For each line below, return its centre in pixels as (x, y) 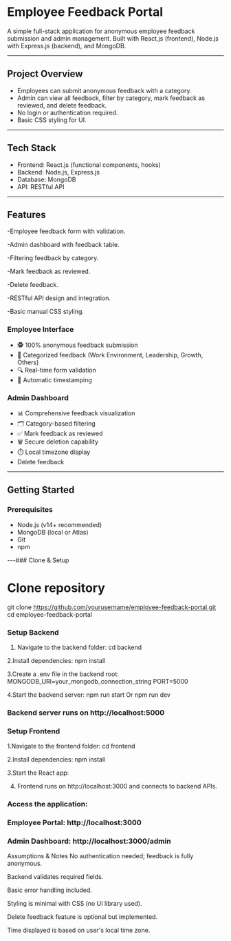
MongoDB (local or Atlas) (53, 532)
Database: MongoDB (46, 179)
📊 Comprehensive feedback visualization (76, 413)
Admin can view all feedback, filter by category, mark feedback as (111, 98)
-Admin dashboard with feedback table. (63, 245)
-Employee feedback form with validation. (66, 231)
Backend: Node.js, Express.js (58, 172)
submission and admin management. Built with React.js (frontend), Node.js (113, 38)
